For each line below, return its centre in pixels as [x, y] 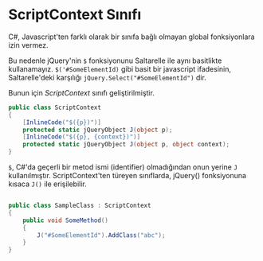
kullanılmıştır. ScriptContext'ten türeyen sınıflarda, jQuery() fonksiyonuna [128, 176]
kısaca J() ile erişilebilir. [48, 184]
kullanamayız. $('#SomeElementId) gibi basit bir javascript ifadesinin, [120, 68]
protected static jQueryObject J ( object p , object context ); [126, 145]
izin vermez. [28, 45]
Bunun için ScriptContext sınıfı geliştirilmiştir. [82, 92]
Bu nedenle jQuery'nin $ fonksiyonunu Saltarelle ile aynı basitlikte [115, 60]
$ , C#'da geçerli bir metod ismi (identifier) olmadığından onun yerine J [123, 167]
